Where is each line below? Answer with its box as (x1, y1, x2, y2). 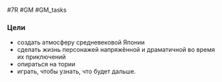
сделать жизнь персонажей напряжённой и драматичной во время (16, 46, 215, 54)
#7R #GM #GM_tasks (7, 6, 67, 14)
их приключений (16, 53, 66, 61)
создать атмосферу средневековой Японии (16, 38, 145, 46)
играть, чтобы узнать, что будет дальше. (16, 68, 137, 76)
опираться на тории (16, 60, 76, 68)
